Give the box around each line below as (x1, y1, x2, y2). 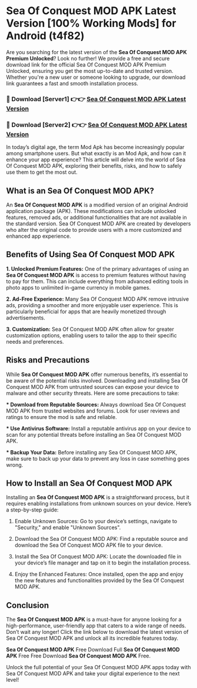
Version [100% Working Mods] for (6, 16, 176, 30)
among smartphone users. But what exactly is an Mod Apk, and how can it (6, 150, 186, 157)
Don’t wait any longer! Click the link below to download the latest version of (6, 629, 189, 636)
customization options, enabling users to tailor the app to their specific (6, 331, 178, 339)
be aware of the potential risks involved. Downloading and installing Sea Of (6, 377, 188, 384)
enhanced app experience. (6, 232, 72, 240)
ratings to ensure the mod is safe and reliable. (6, 413, 117, 420)
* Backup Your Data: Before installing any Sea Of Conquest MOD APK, (6, 448, 178, 456)
